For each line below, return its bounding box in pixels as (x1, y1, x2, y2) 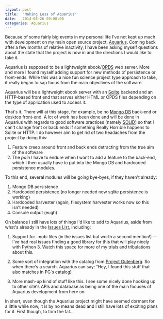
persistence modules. (12, 165, 56, 171)
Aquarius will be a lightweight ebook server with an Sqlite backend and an (5, 89, 153, 95)
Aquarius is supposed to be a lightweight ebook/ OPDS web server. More (5, 64, 150, 70)
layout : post (5, 7, 32, 12)
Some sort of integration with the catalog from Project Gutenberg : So (12, 259, 150, 264)
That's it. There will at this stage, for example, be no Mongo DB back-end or (5, 109, 157, 115)
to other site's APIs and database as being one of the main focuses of (12, 283, 152, 290)
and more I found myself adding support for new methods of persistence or (5, 69, 156, 75)
